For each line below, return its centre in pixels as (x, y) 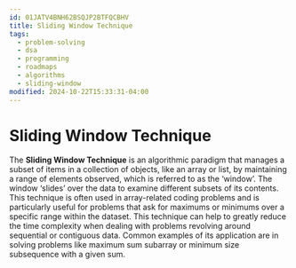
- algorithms (41, 75)
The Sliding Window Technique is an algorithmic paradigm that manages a (147, 160)
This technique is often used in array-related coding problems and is (134, 198)
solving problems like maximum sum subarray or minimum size (124, 245)
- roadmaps (37, 67)
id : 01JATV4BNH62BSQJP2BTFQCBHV (69, 17)
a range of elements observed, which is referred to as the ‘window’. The (141, 179)
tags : (19, 34)
